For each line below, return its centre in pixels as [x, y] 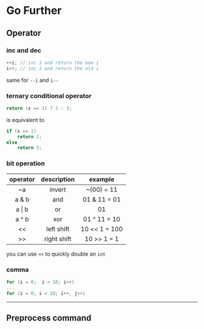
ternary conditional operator [49, 96]
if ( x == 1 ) [21, 131]
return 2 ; [30, 137]
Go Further [34, 11]
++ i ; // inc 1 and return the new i [53, 63]
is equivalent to [25, 120]
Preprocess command [49, 318]
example [102, 179]
